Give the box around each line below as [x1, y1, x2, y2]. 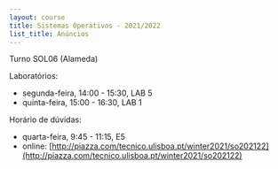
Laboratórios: [9, 71, 59, 81]
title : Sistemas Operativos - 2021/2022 [9, 21, 162, 30]
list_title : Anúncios [9, 29, 90, 38]
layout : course [9, 12, 66, 22]
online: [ [21, 141, 52, 151]
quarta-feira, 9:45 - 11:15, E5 [21, 132, 126, 142]
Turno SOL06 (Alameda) [9, 54, 99, 65]
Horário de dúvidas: [9, 114, 82, 125]
